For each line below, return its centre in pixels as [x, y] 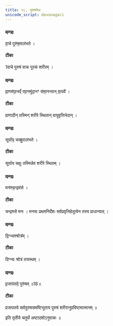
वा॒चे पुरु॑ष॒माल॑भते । [20, 43]
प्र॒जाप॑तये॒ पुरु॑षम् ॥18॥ [23, 284]
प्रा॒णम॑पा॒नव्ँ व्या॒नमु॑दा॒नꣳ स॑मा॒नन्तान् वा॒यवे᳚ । [38, 91]
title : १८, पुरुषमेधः [23, 10]
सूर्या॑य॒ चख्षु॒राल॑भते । [21, 140]
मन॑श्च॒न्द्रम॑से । [17, 188]
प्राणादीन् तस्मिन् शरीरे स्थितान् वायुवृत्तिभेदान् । [41, 115]
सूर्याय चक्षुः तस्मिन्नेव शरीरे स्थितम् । [33, 163]
